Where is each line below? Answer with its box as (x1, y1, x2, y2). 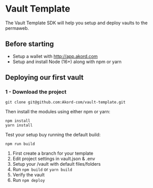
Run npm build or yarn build (12, 166, 72, 172)
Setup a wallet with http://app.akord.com (12, 53, 98, 59)
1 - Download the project (5, 88, 67, 96)
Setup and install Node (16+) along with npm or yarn (12, 59, 122, 65)
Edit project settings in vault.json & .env (12, 156, 95, 162)
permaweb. (5, 25, 29, 31)
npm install (5, 118, 30, 124)
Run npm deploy (12, 177, 45, 183)
